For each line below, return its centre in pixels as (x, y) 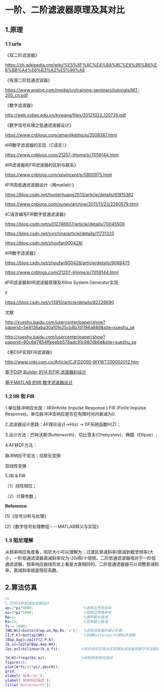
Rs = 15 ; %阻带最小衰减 (57, 622)
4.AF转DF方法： (21, 445)
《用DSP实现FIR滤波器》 (30, 352)
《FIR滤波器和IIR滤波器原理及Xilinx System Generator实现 (62, 282)
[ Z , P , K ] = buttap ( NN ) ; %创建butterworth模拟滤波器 (70, 635)
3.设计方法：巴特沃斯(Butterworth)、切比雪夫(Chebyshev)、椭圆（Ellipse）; (81, 435)
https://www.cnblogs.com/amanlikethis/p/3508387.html (61, 135)
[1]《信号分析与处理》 (27, 516)
